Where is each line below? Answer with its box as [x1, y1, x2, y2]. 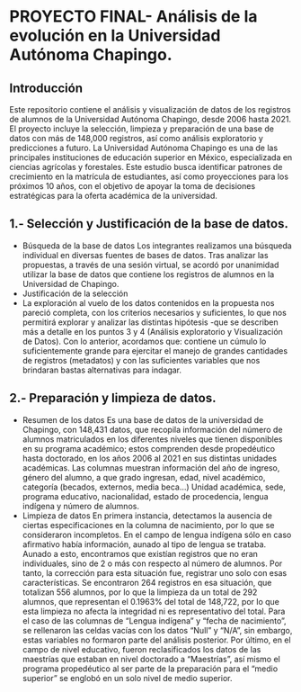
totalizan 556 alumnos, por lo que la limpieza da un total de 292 [22, 587, 258, 598]
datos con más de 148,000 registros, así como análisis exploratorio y [9, 133, 263, 143]
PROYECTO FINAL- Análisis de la [9, 6, 258, 27]
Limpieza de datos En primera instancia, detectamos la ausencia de [22, 510, 272, 521]
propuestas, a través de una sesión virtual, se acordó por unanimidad [22, 259, 279, 270]
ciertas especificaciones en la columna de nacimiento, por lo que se [22, 519, 275, 530]
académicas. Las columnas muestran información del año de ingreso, [22, 462, 280, 473]
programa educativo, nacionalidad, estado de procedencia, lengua [22, 490, 269, 501]
